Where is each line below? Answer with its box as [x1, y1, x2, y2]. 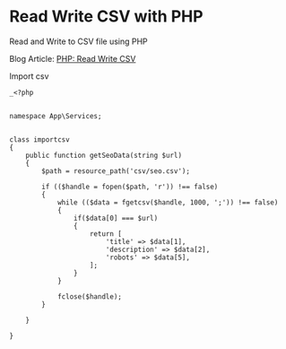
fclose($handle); [56, 292, 123, 301]
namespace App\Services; [9, 111, 102, 120]
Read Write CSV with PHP [9, 6, 204, 27]
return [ [89, 229, 123, 239]
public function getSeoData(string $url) [25, 151, 182, 160]
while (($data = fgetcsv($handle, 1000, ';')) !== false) [56, 197, 279, 207]
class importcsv [9, 135, 70, 144]
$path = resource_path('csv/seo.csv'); [41, 166, 191, 176]
